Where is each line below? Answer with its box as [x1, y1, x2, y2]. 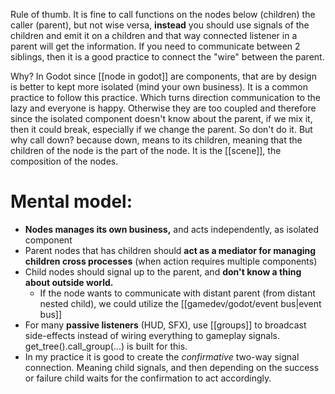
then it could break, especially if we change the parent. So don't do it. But [10, 124, 313, 135]
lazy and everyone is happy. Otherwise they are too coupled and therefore [10, 102, 317, 114]
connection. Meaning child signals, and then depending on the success [24, 361, 320, 373]
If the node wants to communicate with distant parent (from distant [39, 287, 316, 299]
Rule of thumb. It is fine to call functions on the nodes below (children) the [10, 9, 316, 20]
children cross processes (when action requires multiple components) [24, 255, 318, 267]
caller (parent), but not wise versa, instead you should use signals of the [10, 19, 310, 31]
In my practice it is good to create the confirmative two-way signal [24, 350, 300, 363]
